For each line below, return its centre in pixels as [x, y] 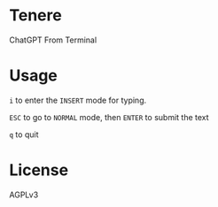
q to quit [24, 134]
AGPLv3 [24, 195]
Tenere [35, 15]
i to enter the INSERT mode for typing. [78, 100]
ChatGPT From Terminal [53, 40]
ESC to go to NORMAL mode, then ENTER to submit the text [109, 117]
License [39, 170]
